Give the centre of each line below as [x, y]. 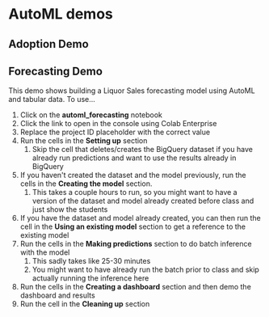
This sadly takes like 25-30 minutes [91, 261]
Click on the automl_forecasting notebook [91, 115]
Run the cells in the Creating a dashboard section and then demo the [136, 287]
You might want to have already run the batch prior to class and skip [146, 270]
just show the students [70, 209]
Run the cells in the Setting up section [84, 141]
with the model [45, 252]
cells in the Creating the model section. [86, 184]
